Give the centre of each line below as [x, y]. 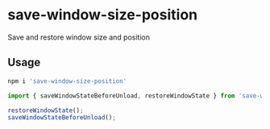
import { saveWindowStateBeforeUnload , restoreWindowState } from [121, 96]
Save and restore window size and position [79, 37]
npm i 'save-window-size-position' [67, 81]
